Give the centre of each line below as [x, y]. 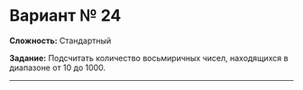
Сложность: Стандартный [60, 40]
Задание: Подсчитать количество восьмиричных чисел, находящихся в [149, 58]
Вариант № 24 [65, 16]
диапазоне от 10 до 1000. [58, 67]
